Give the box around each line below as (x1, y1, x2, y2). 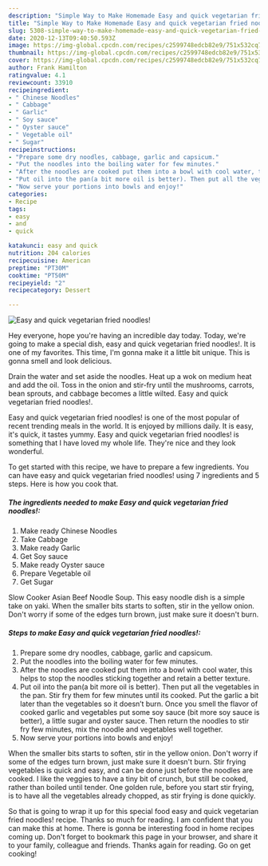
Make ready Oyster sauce (19, 561, 105, 570)
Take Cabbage (19, 535, 69, 545)
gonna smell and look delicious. (8, 357, 112, 366)
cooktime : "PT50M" (8, 271, 69, 280)
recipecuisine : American (8, 257, 91, 265)
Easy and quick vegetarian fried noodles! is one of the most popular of (8, 413, 240, 422)
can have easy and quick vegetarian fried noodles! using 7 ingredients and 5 (8, 471, 260, 481)
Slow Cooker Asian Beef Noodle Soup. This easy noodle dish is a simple (8, 593, 246, 602)
